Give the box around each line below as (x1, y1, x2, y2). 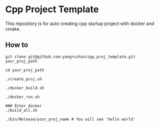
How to (5, 41, 29, 49)
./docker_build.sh (5, 85, 44, 90)
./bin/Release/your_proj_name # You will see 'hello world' (5, 116, 136, 122)
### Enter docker (5, 103, 42, 108)
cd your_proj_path (5, 67, 44, 72)
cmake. (5, 26, 21, 32)
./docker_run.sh (5, 94, 40, 99)
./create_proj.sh (5, 77, 42, 82)
